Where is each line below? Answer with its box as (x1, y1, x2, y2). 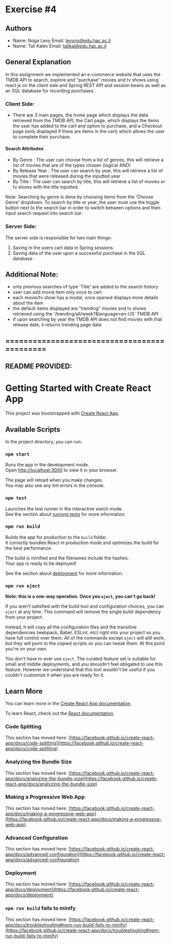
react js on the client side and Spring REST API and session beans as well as (5, 82, 166, 88)
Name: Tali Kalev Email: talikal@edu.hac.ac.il (12, 43, 107, 49)
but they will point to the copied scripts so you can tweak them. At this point (5, 640, 165, 646)
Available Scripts (5, 425, 60, 434)
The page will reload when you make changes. (5, 477, 104, 483)
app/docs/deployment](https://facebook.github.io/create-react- (5, 886, 139, 893)
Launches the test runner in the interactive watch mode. (5, 505, 124, 512)
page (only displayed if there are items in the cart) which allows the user (12, 128, 165, 134)
